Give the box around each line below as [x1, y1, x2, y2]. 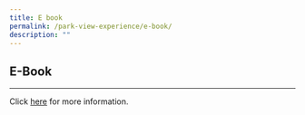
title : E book [9, 13, 64, 23]
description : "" [9, 30, 71, 39]
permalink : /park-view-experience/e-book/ [9, 22, 172, 31]
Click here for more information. [9, 96, 129, 107]
